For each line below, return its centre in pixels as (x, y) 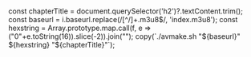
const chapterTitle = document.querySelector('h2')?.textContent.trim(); (125, 11)
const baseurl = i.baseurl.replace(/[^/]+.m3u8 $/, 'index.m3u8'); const (123, 20)
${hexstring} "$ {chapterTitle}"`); (62, 45)
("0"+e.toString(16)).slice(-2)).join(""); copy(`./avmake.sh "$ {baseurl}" (124, 36)
